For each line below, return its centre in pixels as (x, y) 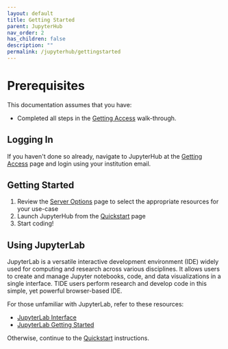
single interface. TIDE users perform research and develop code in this (107, 284)
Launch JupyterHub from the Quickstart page (81, 216)
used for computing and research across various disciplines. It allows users (114, 269)
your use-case (38, 209)
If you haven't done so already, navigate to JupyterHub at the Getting (105, 156)
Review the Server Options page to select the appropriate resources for (118, 202)
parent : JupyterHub (35, 26)
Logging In (30, 140)
